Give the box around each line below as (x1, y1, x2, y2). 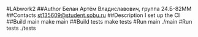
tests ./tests (6, 24, 36, 32)
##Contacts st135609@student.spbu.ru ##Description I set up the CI (6, 12, 180, 19)
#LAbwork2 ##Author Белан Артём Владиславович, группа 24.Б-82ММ (6, 5, 192, 12)
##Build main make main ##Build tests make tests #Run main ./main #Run (6, 18, 192, 25)
